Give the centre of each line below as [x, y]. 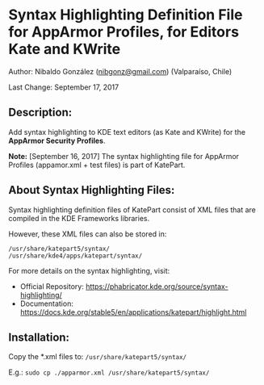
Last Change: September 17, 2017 [64, 87]
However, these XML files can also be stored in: [88, 234]
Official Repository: [52, 286]
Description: [40, 113]
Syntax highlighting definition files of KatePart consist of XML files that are [132, 209]
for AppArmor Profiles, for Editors [124, 32]
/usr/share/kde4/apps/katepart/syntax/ [75, 256]
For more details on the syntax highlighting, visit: [89, 270]
